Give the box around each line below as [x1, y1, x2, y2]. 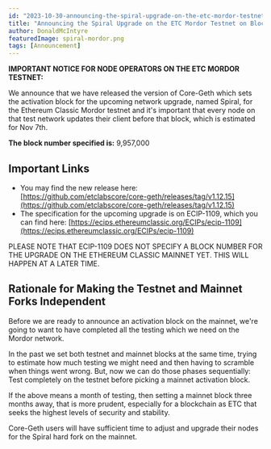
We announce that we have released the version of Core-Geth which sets [8, 88, 252, 98]
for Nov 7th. [8, 123, 48, 132]
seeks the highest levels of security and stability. [8, 407, 171, 417]
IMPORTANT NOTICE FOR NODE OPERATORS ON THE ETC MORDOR [8, 64, 240, 73]
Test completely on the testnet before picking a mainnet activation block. [8, 375, 251, 384]
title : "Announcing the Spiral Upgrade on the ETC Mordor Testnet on [8, 19, 248, 27]
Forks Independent [8, 295, 106, 308]
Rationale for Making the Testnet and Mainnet [8, 282, 243, 296]
